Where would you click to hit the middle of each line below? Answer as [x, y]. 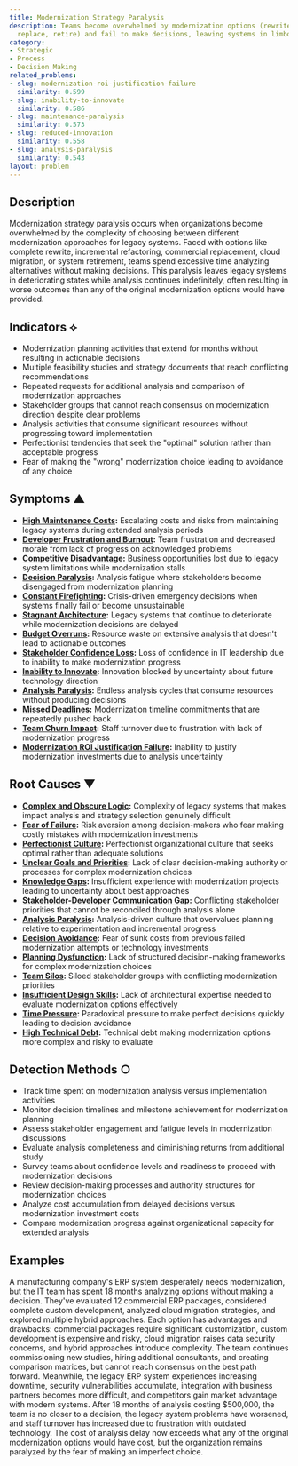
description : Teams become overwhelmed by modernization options [132, 26]
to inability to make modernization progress [102, 662]
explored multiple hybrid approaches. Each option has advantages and [138, 1319]
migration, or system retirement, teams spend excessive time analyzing [139, 261]
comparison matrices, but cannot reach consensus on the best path [133, 1367]
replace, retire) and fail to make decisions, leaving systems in [142, 34]
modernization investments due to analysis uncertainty [122, 756]
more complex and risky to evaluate [87, 1041]
